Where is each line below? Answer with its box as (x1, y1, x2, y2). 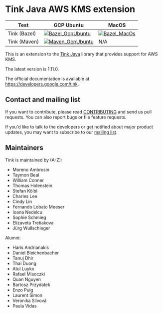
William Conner (12, 177, 44, 183)
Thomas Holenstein (12, 182, 53, 188)
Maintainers (5, 143, 44, 152)
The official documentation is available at (5, 75, 90, 81)
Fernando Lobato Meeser (12, 203, 65, 209)
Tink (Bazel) (7, 30, 36, 37)
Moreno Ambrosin (12, 166, 50, 172)
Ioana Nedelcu (12, 209, 43, 215)
